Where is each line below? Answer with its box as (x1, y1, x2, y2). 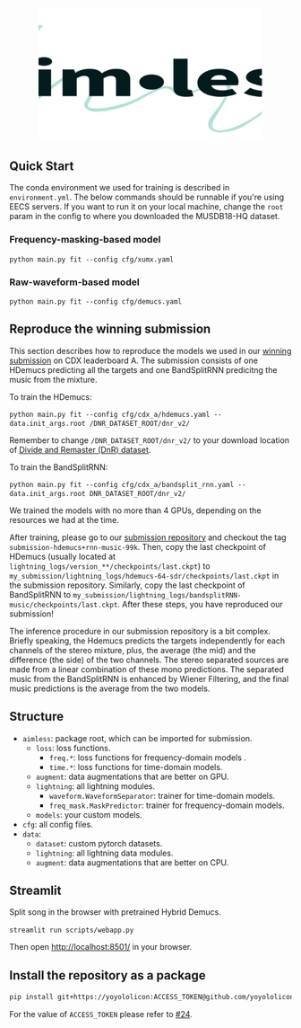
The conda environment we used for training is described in (9, 182, 230, 193)
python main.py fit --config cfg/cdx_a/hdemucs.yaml (9, 410, 211, 419)
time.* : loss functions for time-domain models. (48, 761, 223, 772)
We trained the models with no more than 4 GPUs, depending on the (9, 505, 262, 516)
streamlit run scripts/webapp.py (9, 926, 134, 935)
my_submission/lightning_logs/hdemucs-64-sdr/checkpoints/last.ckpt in (9, 570, 279, 580)
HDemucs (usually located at (9, 551, 116, 562)
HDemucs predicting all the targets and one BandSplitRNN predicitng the (9, 364, 278, 375)
